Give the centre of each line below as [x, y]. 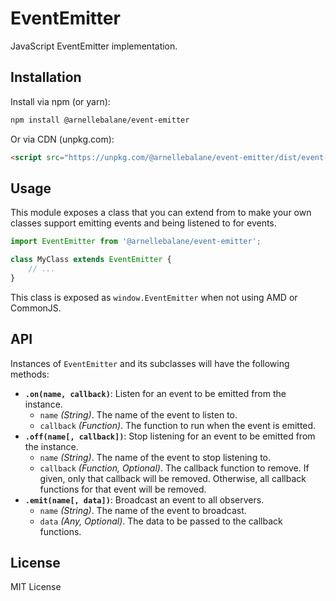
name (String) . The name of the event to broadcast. [143, 510]
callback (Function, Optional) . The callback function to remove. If [174, 468]
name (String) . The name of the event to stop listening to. [155, 457]
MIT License [36, 587]
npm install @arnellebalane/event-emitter [100, 120]
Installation [46, 77]
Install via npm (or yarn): [60, 101]
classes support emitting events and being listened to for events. [143, 223]
